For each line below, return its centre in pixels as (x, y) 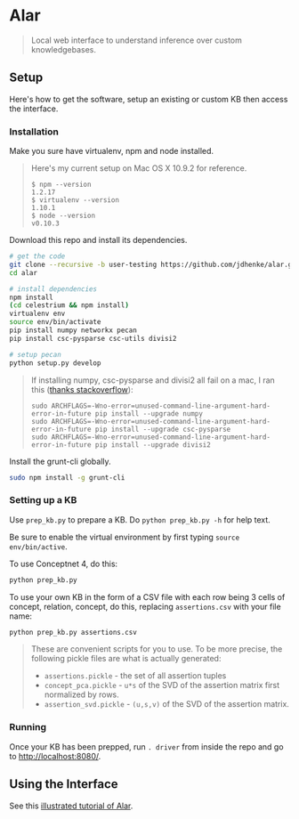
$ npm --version (61, 185)
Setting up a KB (43, 500)
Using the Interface (64, 784)
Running (28, 727)
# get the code (37, 256)
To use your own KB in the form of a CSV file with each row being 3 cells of (147, 596)
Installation (34, 132)
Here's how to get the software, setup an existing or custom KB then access (149, 99)
